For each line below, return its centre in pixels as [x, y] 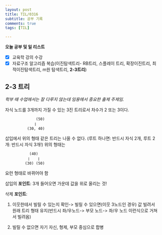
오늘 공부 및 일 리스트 [25, 47]
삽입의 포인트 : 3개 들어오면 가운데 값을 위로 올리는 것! [56, 184]
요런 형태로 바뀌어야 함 [27, 173]
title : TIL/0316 [22, 14]
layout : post [18, 10]
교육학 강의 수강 [27, 58]
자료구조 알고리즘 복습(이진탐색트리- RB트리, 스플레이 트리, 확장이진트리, [81, 63]
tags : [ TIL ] [17, 28]
